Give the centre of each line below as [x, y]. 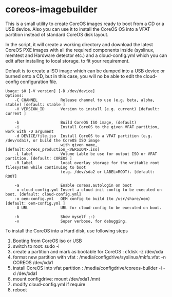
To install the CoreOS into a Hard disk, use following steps [67, 231]
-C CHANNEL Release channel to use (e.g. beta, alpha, [85, 100]
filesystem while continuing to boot [46, 167]
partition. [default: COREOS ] [39, 158]
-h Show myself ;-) [55, 216]
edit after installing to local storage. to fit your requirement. [68, 61]
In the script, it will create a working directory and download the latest [79, 44]
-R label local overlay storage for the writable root [87, 163]
